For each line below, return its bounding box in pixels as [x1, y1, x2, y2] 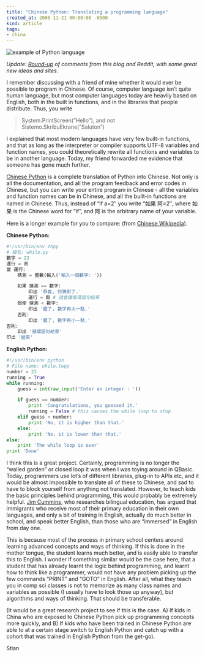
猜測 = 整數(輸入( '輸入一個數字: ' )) [17, 272, 103, 278]
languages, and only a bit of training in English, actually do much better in [6, 511, 192, 518]
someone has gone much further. [6, 161, 91, 169]
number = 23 [6, 368, 37, 374]
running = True [6, 374, 45, 381]
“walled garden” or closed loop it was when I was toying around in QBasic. [6, 466, 194, 473]
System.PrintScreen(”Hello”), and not [21, 117, 115, 124]
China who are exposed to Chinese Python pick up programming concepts [6, 613, 195, 621]
